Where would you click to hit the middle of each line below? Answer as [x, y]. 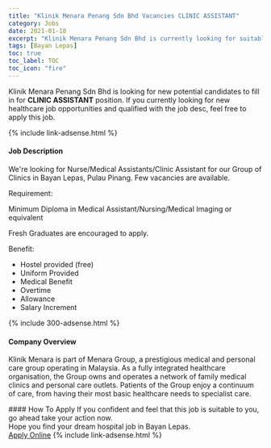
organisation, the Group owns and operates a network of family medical [127, 377]
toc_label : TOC [34, 61]
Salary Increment [48, 307]
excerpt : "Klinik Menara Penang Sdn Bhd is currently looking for [122, 38]
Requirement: [31, 193]
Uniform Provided [49, 273]
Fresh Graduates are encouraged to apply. [79, 233]
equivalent [26, 217]
